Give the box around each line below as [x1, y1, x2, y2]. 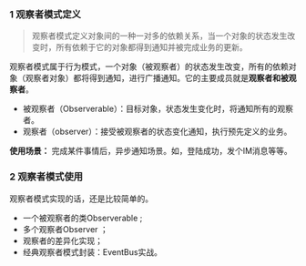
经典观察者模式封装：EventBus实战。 [22, 246, 162, 257]
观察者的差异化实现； [22, 235, 103, 246]
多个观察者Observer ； [22, 223, 109, 234]
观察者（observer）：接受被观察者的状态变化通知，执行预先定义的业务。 [22, 126, 292, 138]
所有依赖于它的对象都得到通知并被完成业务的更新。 [56, 42, 248, 53]
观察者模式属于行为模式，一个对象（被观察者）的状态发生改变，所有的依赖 [9, 61, 289, 72]
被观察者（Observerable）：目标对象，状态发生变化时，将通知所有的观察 [22, 103, 294, 115]
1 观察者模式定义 [9, 7, 82, 20]
